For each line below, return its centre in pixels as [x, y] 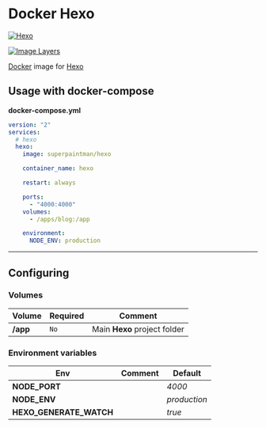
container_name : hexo [58, 169]
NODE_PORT [36, 387]
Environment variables [53, 353]
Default [187, 373]
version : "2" [30, 125]
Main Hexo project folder [138, 329]
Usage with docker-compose [81, 91]
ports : [33, 197]
